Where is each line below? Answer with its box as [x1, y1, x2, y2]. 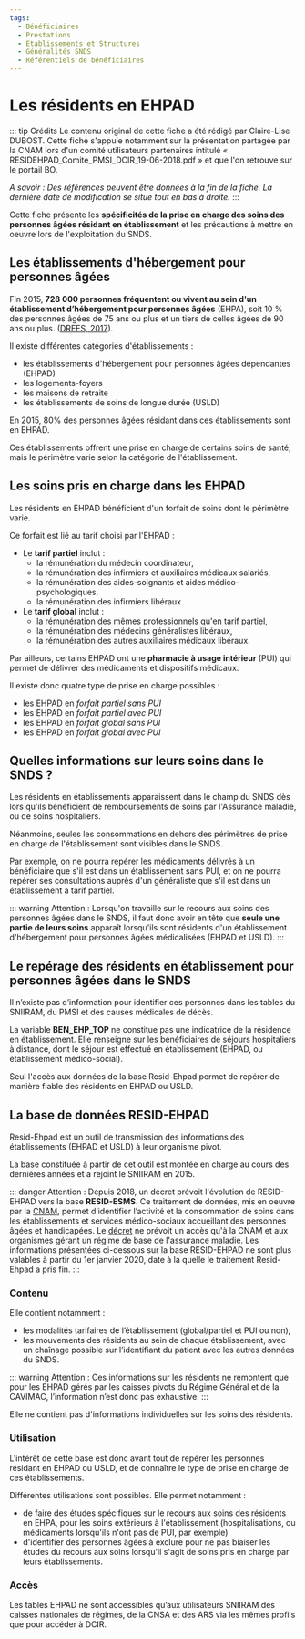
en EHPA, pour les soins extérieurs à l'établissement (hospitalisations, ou [22, 1517, 296, 1528]
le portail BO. [9, 163, 58, 174]
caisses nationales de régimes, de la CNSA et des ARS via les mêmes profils [9, 1609, 296, 1620]
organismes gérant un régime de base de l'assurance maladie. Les [9, 1235, 259, 1245]
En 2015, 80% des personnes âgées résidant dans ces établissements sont [9, 415, 291, 426]
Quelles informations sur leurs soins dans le [9, 752, 264, 768]
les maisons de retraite [22, 387, 109, 398]
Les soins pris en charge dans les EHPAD [9, 478, 246, 494]
